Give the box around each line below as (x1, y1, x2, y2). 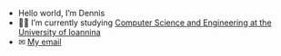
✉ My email (17, 36, 62, 47)
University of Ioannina (17, 27, 102, 37)
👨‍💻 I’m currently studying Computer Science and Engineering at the (17, 17, 272, 28)
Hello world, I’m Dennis (17, 8, 105, 18)
